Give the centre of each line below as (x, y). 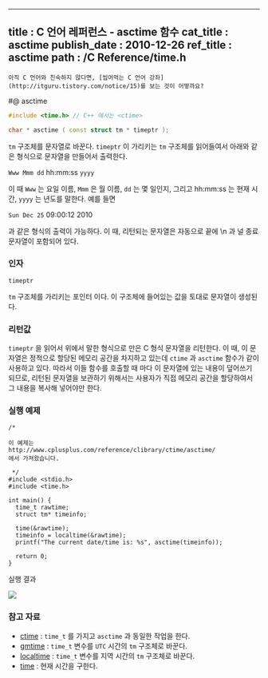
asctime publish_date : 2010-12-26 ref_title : (120, 45)
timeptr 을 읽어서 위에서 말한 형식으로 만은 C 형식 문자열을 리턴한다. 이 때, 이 (128, 348)
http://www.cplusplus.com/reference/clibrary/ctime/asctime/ (112, 450)
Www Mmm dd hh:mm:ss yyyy (51, 172)
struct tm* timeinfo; (51, 515)
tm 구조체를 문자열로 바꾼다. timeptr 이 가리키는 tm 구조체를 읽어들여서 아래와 (129, 146)
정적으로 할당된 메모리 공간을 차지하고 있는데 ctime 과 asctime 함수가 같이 (144, 358)
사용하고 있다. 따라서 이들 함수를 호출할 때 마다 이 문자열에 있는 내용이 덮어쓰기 (130, 368)
